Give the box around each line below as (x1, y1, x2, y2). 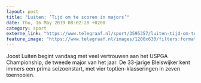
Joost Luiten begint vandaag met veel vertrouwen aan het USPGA (6, 53, 168, 59)
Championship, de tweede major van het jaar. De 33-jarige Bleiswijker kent (6, 59, 190, 66)
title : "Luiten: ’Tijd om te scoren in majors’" (6, 14, 130, 20)
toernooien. (6, 72, 35, 78)
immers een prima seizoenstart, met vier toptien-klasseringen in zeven (6, 65, 181, 72)
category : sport (6, 25, 47, 31)
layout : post (6, 8, 39, 15)
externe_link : (6, 31, 42, 37)
